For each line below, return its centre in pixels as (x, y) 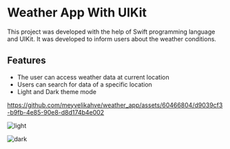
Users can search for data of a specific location (85, 84)
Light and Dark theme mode (56, 91)
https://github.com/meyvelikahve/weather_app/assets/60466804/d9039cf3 (115, 105)
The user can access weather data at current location (93, 77)
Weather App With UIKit (77, 13)
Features (27, 61)
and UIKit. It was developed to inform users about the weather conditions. (112, 38)
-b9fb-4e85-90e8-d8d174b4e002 (56, 112)
